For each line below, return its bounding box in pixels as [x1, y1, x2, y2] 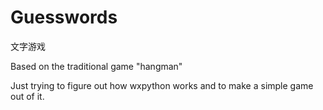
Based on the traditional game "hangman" [10, 60, 183, 72]
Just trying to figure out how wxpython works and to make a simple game [10, 79, 314, 91]
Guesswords [10, 6, 118, 29]
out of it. [10, 90, 45, 102]
